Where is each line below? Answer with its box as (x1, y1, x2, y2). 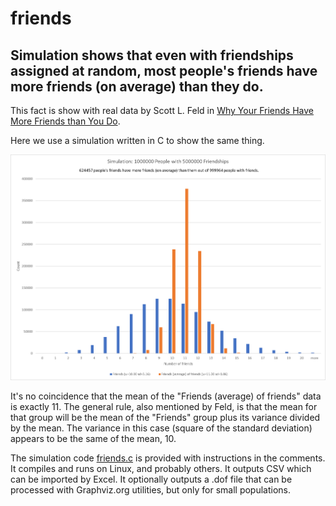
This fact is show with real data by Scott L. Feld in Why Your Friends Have (10, 105, 314, 116)
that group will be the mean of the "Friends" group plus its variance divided (10, 411, 321, 423)
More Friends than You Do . (10, 115, 121, 127)
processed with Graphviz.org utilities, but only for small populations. (10, 483, 292, 496)
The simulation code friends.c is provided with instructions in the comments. (10, 452, 326, 464)
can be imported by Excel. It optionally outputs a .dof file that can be (10, 473, 293, 485)
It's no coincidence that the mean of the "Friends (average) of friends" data (10, 390, 322, 402)
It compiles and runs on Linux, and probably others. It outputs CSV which (10, 462, 312, 474)
